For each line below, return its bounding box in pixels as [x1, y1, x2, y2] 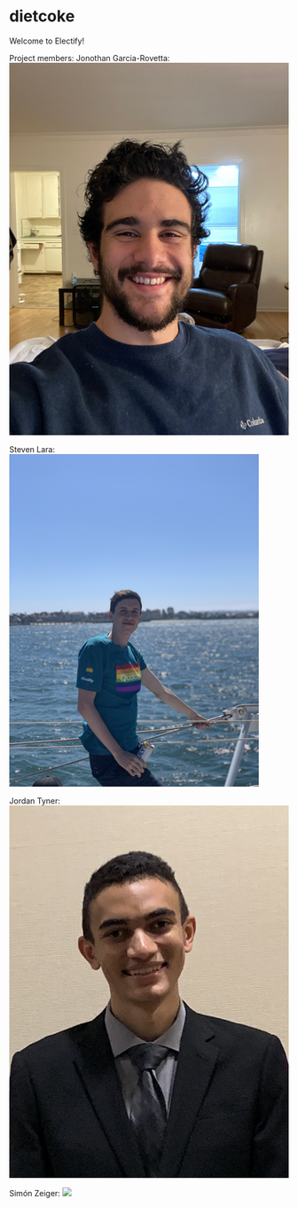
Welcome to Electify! [9, 35, 85, 46]
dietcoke [9, 6, 75, 27]
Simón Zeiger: [9, 1187, 60, 1198]
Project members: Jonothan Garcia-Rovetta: [9, 52, 170, 63]
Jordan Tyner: [9, 796, 60, 806]
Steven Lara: [9, 443, 56, 454]
